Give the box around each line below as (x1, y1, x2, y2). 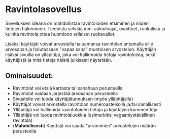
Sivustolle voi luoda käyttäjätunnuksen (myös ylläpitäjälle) (12, 96, 133, 102)
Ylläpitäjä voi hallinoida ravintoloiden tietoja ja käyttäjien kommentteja (12, 106, 158, 112)
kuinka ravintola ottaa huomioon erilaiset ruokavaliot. (5, 31, 116, 37)
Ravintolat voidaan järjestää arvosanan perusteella (12, 90, 118, 97)
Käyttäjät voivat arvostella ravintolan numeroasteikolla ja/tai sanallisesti (12, 101, 161, 107)
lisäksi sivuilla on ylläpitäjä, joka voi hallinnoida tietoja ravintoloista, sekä (5, 52, 156, 58)
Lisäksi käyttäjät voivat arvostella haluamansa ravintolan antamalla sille (5, 40, 153, 47)
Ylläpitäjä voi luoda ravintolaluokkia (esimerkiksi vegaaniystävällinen (12, 112, 155, 118)
